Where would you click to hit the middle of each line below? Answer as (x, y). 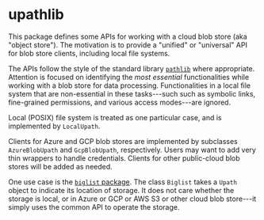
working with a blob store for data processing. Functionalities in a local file (130, 85)
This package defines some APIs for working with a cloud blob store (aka (128, 36)
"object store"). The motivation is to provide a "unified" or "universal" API (128, 44)
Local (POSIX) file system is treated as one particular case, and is (115, 117)
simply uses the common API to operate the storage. (94, 207)
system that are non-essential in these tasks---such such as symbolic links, (132, 93)
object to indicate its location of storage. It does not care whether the (121, 190)
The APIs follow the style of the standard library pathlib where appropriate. (132, 68)
